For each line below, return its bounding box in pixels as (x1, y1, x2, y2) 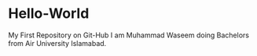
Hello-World (8, 5, 90, 23)
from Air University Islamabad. (8, 38, 107, 47)
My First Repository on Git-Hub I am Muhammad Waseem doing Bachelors (8, 30, 250, 40)
